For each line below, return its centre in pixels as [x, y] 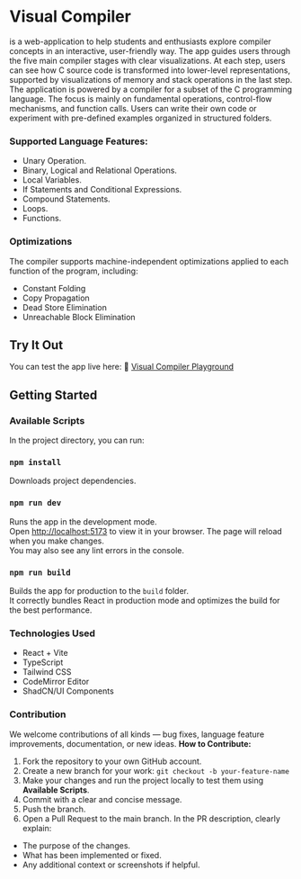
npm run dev [35, 503]
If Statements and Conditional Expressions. [102, 190]
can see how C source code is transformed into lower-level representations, [150, 70]
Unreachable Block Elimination [79, 317]
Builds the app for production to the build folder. [99, 590]
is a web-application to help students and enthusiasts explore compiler [140, 41]
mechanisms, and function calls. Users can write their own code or [133, 108]
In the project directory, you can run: [77, 440]
